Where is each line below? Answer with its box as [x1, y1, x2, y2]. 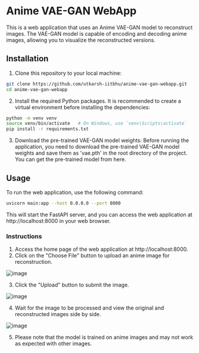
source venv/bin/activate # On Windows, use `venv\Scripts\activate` [6, 121, 187, 127]
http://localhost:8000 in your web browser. [6, 217, 111, 224]
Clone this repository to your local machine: [14, 70, 122, 77]
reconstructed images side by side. [14, 311, 101, 318]
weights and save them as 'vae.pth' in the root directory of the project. [14, 150, 188, 157]
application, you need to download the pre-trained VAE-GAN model [14, 143, 180, 150]
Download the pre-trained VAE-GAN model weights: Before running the [14, 137, 189, 144]
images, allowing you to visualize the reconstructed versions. [6, 36, 156, 43]
